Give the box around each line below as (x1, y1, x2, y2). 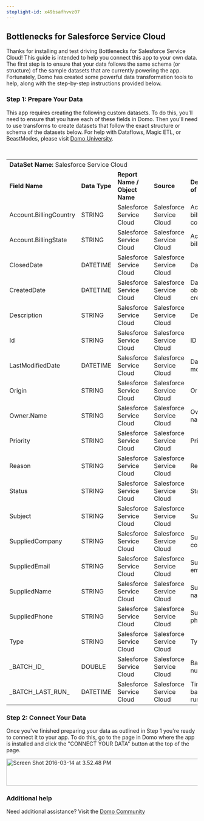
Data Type (81, 181, 112, 190)
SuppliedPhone (9, 612, 53, 621)
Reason (9, 461, 32, 470)
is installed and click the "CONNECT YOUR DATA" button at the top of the (6, 740, 189, 747)
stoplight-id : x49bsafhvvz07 (6, 9, 80, 15)
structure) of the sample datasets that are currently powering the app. (6, 67, 181, 74)
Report (117, 170, 138, 178)
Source (154, 181, 175, 190)
